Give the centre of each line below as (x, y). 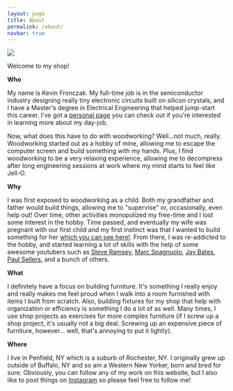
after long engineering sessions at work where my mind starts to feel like (111, 166)
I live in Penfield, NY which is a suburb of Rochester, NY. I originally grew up (116, 358)
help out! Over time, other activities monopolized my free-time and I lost (110, 215)
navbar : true (26, 33)
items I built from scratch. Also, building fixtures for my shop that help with (114, 301)
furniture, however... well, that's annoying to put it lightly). (90, 331)
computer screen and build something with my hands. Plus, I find (100, 151)
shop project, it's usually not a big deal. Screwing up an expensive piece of (115, 323)
